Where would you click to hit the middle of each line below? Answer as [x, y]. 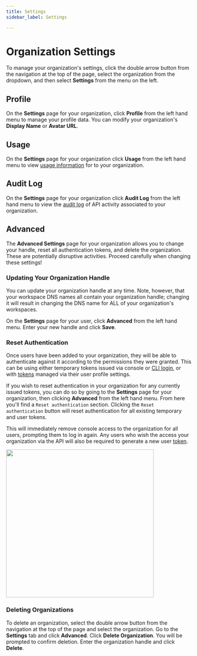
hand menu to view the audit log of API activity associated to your [86, 204]
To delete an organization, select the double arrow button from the [87, 623]
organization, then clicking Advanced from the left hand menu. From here [96, 398]
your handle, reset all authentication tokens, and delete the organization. [94, 250]
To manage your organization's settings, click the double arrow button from [98, 68]
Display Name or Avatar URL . [42, 126]
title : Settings [26, 12]
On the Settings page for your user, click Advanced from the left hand [92, 321]
